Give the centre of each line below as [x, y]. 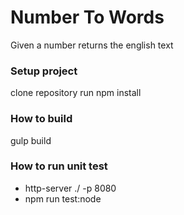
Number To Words [87, 17]
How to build [41, 119]
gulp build [31, 140]
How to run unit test [59, 166]
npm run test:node [63, 198]
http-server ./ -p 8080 [70, 188]
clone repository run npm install [76, 93]
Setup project [44, 71]
